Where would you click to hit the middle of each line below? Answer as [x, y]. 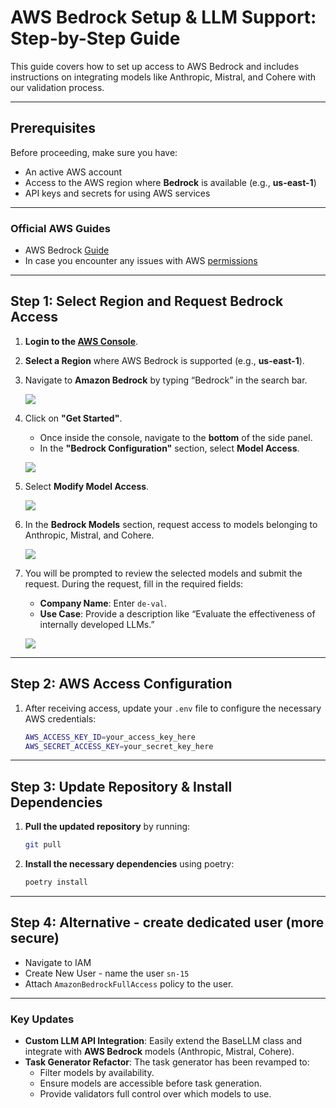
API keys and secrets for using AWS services [117, 193]
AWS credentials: [60, 718]
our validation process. [57, 87]
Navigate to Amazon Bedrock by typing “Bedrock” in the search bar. [166, 380]
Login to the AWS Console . [81, 341]
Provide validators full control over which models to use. [155, 1094]
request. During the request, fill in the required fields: [134, 583]
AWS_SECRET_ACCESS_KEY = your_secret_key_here [119, 746]
